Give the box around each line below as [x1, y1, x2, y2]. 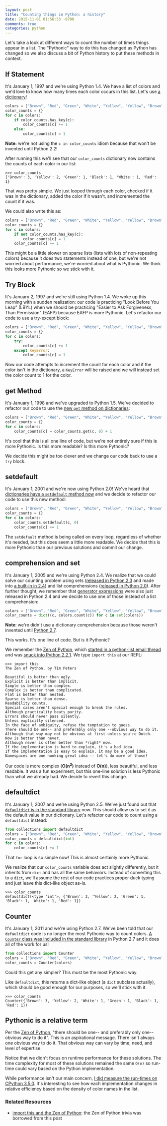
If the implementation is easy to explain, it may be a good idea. [5, 749, 148, 754]
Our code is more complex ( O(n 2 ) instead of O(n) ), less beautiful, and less [5, 762, 158, 769]
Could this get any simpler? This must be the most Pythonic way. [5, 969, 138, 975]
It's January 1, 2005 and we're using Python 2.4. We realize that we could [5, 572, 156, 578]
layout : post [5, 7, 32, 12]
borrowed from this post [12, 1115, 62, 1121]
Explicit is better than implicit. [5, 679, 79, 684]
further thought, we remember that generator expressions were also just [5, 588, 153, 594]
